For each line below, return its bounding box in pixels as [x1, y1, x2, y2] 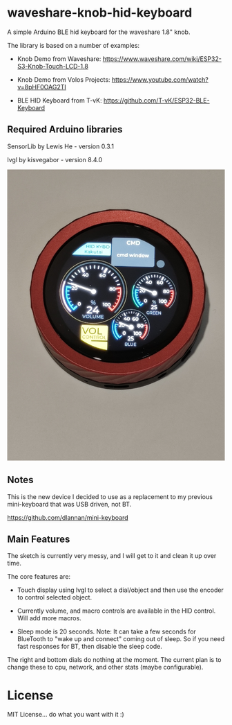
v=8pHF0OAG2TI [17, 82, 67, 91]
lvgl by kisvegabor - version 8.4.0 [7, 155, 103, 164]
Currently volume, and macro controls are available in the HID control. [17, 606, 216, 615]
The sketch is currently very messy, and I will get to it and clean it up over [7, 552, 217, 560]
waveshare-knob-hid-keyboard [7, 5, 193, 21]
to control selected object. [17, 593, 92, 602]
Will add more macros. [17, 614, 81, 622]
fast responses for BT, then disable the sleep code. [17, 643, 162, 651]
